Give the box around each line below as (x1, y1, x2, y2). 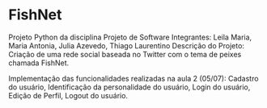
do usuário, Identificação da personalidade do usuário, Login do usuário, (8, 82, 251, 92)
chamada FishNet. (8, 58, 70, 68)
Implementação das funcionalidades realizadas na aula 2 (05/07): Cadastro (8, 73, 259, 83)
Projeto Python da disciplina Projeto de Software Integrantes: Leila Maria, (8, 32, 252, 42)
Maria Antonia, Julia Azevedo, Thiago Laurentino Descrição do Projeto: (8, 40, 245, 50)
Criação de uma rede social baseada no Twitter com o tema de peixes (8, 49, 242, 59)
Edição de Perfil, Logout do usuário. (8, 90, 128, 100)
